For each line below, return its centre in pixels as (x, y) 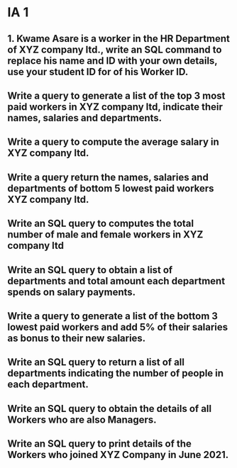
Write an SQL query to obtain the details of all (109, 408)
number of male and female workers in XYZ (105, 235)
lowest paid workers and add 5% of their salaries (118, 327)
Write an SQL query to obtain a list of (90, 270)
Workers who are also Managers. (82, 419)
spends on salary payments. (72, 292)
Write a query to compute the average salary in (114, 142)
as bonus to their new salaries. (77, 338)
